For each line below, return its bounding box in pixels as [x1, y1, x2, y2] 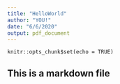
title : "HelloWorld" [7, 10, 68, 17]
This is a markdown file [7, 67, 110, 79]
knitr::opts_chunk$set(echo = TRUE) [7, 49, 114, 56]
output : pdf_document [7, 29, 70, 37]
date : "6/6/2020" [7, 23, 58, 30]
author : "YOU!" [7, 17, 52, 24]
